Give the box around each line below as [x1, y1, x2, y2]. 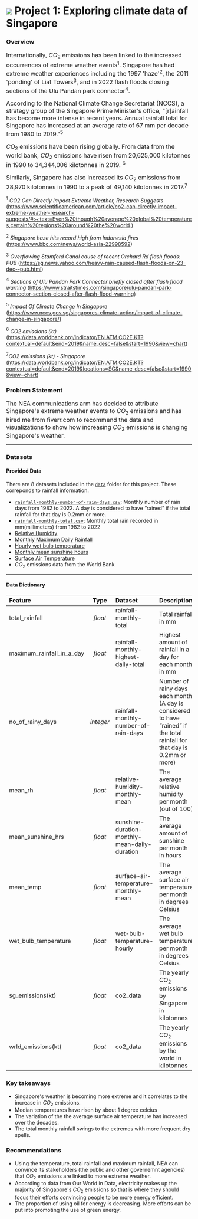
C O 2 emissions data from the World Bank [14, 561, 115, 569]
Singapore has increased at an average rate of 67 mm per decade [6, 121, 189, 129]
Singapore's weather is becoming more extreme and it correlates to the [14, 1093, 188, 1100]
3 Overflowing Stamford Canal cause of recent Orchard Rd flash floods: [6, 252, 181, 260]
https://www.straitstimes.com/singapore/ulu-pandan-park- [29, 284, 172, 291]
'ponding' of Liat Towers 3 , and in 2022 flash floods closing [6, 77, 169, 86]
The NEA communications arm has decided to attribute [6, 399, 159, 408]
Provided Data [6, 467, 42, 474]
